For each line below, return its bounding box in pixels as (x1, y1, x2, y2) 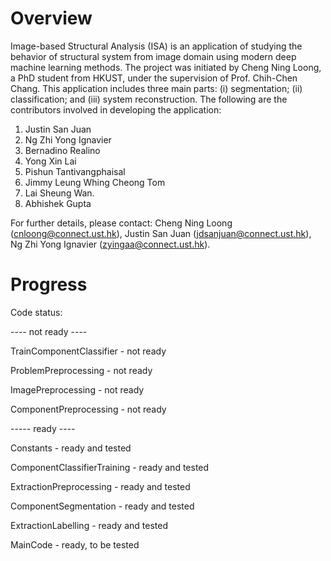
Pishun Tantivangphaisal (24, 165, 126, 177)
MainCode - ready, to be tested (10, 538, 140, 551)
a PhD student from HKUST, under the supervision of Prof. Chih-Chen (10, 72, 298, 84)
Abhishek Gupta (24, 197, 92, 209)
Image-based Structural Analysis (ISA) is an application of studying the (10, 40, 303, 52)
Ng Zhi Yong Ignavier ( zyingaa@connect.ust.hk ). (10, 238, 211, 250)
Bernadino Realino (24, 144, 101, 156)
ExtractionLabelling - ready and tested (10, 519, 168, 531)
